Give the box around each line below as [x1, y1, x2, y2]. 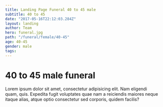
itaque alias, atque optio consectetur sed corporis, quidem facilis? [5, 97, 139, 103]
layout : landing [5, 21, 39, 26]
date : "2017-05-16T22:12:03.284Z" [5, 16, 77, 21]
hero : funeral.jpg [5, 30, 43, 35]
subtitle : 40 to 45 [5, 12, 45, 17]
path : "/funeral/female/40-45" [5, 35, 70, 40]
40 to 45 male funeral [5, 70, 95, 81]
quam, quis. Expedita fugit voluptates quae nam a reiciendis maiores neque [5, 91, 158, 97]
